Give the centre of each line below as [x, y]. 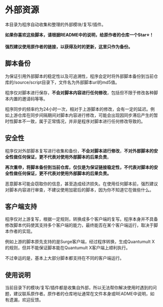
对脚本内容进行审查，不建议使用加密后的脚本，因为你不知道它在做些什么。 [79, 190]
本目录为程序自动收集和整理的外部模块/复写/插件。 [56, 24]
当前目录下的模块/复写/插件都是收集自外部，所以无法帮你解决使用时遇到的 [79, 288]
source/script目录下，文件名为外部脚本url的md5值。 [67, 82]
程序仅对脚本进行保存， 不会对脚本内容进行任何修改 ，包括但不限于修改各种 [79, 93]
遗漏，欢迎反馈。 [26, 300]
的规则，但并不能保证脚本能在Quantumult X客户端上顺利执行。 [68, 248]
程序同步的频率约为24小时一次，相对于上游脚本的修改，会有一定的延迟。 [78, 109]
